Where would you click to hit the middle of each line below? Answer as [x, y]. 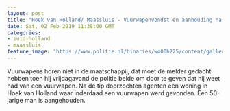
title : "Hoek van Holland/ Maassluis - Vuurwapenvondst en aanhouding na [115, 20]
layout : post [26, 13]
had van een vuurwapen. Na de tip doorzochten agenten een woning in [107, 86]
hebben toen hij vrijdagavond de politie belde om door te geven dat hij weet [114, 78]
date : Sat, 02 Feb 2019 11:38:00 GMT [61, 26]
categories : [24, 33]
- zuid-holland [29, 39]
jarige [15, 100]
